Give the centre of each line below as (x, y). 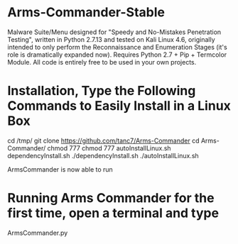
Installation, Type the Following (102, 91)
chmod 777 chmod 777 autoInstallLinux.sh (109, 148)
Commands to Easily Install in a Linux (119, 106)
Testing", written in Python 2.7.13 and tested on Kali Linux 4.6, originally (111, 39)
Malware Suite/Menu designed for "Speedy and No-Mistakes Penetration (114, 32)
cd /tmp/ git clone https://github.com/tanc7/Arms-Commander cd (104, 140)
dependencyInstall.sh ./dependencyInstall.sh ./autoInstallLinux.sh (103, 155)
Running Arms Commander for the (111, 198)
